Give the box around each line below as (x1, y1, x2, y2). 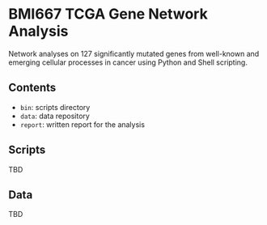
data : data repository (19, 111, 91, 121)
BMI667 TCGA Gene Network (8, 5, 208, 23)
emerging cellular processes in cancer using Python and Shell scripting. (8, 57, 248, 67)
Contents (8, 81, 57, 95)
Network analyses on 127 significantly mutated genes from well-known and (8, 49, 260, 58)
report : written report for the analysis (19, 119, 146, 129)
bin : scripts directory (19, 102, 91, 112)
